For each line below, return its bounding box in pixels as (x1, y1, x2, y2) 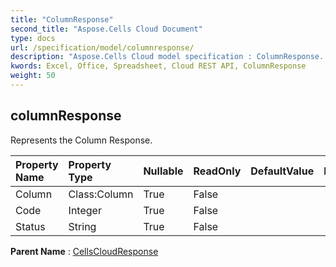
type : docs (10, 33, 56, 43)
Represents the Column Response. (10, 134, 153, 146)
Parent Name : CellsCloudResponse (10, 245, 159, 257)
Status (15, 219, 46, 233)
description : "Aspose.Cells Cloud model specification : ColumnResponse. (10, 52, 325, 62)
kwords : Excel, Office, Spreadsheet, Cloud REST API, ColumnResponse (10, 61, 307, 71)
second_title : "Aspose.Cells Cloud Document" (10, 24, 203, 34)
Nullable (143, 164, 184, 178)
